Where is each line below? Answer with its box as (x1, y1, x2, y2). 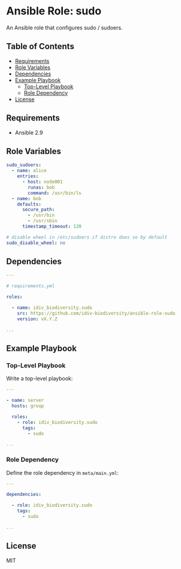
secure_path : (22, 207, 55, 213)
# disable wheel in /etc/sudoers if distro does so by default (6, 234, 168, 240)
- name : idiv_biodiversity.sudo (11, 305, 93, 311)
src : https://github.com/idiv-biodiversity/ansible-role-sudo (17, 310, 176, 316)
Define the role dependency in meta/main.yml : (6, 469, 119, 476)
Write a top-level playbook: (6, 375, 73, 382)
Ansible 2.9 (14, 129, 43, 136)
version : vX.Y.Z (17, 316, 58, 322)
